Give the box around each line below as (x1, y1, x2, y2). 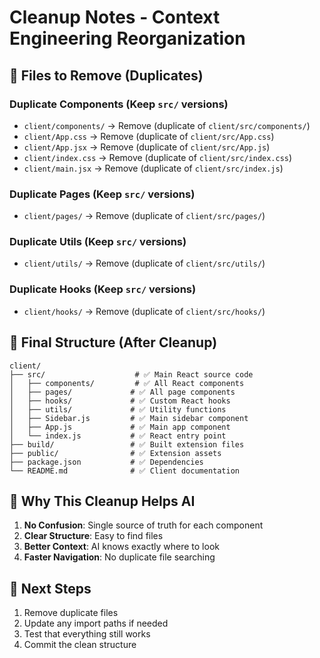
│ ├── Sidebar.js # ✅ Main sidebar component (9, 413, 249, 423)
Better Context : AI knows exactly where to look (23, 541, 220, 553)
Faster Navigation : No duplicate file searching (23, 551, 216, 563)
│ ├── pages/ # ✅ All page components (9, 387, 236, 397)
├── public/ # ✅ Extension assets (9, 448, 222, 458)
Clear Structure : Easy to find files (23, 530, 164, 542)
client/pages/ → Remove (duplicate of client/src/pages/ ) (23, 210, 266, 222)
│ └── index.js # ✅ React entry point (9, 431, 227, 441)
